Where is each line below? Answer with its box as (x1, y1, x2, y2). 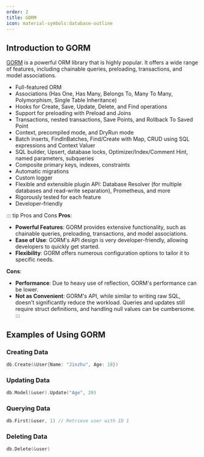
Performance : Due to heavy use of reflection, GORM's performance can (15, 279, 197, 287)
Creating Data (6, 347, 49, 356)
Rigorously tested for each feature (15, 194, 102, 201)
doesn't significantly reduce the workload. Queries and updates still (15, 299, 185, 306)
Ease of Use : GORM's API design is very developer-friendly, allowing (15, 237, 188, 244)
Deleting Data (6, 433, 47, 441)
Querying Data (6, 404, 51, 413)
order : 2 (6, 9, 29, 15)
